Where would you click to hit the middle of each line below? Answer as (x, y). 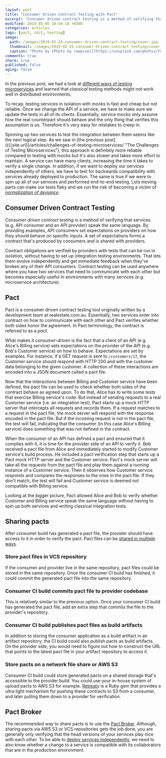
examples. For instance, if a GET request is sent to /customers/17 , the (76, 356)
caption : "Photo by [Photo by (41, 51)
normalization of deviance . (33, 192)
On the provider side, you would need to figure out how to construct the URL (83, 647)
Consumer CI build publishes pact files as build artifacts (74, 625)
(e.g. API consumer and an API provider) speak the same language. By (77, 225)
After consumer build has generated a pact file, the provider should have (79, 534)
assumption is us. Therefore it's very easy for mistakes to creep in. (73, 125)
